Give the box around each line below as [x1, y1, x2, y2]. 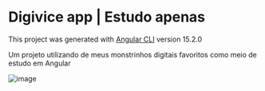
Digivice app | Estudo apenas [8, 8, 206, 26]
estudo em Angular [8, 58, 71, 68]
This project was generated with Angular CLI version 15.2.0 [8, 34, 203, 44]
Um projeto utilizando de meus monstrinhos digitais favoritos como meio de [8, 49, 258, 59]
